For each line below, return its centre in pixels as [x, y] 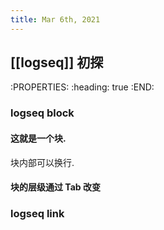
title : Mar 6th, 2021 [55, 19]
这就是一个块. [38, 138]
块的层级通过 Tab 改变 [55, 187]
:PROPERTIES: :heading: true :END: [82, 87]
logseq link [37, 214]
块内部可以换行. [42, 162]
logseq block [42, 113]
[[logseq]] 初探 [57, 62]
